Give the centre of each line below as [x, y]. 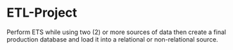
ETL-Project [42, 13]
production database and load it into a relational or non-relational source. [113, 39]
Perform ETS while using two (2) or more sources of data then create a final [116, 32]
